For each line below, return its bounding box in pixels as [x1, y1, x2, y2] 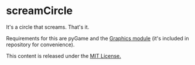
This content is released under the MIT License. [6, 52, 121, 59]
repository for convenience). [6, 41, 75, 48]
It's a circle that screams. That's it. [6, 23, 90, 30]
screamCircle [6, 4, 73, 18]
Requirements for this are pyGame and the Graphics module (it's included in [6, 35, 189, 42]
